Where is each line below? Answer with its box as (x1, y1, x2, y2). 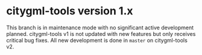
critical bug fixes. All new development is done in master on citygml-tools (6, 36, 188, 44)
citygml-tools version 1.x (6, 4, 133, 18)
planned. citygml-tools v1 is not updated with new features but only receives (6, 30, 196, 37)
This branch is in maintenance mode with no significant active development (6, 24, 194, 31)
